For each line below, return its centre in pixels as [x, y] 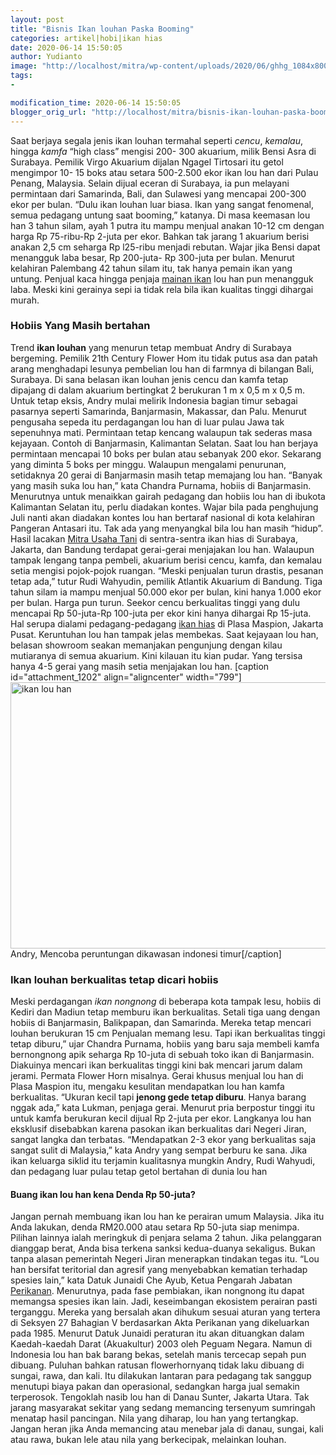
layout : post [37, 19]
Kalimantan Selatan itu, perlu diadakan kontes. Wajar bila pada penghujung [164, 507]
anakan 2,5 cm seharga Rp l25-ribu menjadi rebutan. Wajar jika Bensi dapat [165, 247]
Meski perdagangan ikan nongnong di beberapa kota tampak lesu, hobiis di [166, 1002]
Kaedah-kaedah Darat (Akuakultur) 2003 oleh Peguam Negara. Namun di [161, 1344]
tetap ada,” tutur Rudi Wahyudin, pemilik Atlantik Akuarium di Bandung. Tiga [166, 581]
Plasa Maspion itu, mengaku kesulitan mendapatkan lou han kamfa [147, 1087]
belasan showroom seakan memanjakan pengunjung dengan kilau [146, 645]
